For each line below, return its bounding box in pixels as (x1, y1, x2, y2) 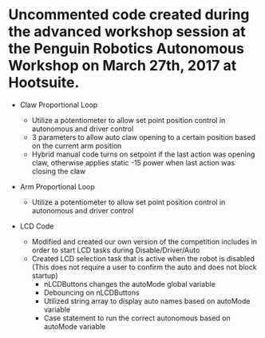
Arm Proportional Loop (19, 181, 96, 191)
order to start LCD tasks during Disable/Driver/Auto (31, 245, 200, 255)
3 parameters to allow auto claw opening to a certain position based (31, 132, 255, 141)
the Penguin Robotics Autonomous (8, 40, 245, 58)
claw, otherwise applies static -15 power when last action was (31, 157, 235, 167)
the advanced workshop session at (8, 22, 246, 41)
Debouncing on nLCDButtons (43, 288, 140, 297)
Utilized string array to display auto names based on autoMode (43, 296, 251, 305)
